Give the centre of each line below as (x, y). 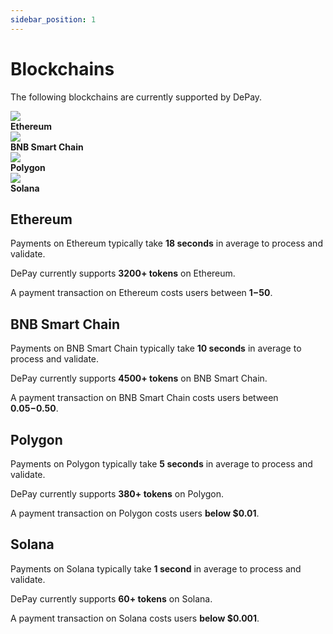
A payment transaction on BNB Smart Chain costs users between (144, 398)
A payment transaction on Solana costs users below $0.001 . (135, 618)
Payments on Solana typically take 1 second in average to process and (156, 568)
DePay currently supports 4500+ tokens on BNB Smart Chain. (139, 378)
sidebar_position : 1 (53, 19)
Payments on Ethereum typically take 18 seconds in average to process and (166, 243)
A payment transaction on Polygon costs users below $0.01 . (135, 513)
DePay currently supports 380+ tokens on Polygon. (117, 494)
